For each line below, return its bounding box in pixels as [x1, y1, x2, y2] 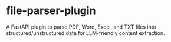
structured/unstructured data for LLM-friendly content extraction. [6, 29, 165, 36]
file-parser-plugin [6, 4, 96, 17]
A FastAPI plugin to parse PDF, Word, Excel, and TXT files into [6, 23, 156, 30]
